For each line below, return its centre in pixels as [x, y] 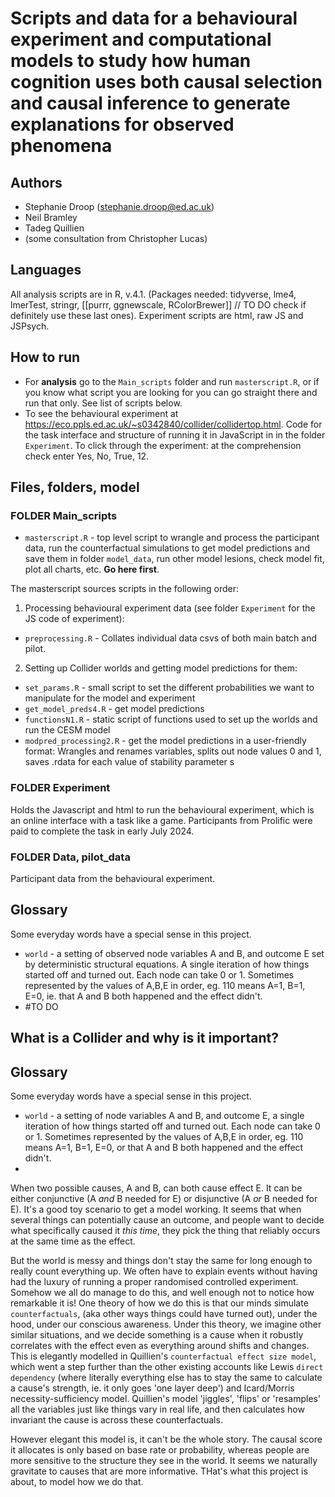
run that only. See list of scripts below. [103, 403]
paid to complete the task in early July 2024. [102, 831]
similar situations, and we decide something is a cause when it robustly [157, 1334]
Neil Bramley [51, 217]
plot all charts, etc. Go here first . [92, 569]
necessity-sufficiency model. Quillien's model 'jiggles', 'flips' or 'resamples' [166, 1398]
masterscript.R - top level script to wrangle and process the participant [172, 538]
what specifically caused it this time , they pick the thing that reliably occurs [165, 1230]
